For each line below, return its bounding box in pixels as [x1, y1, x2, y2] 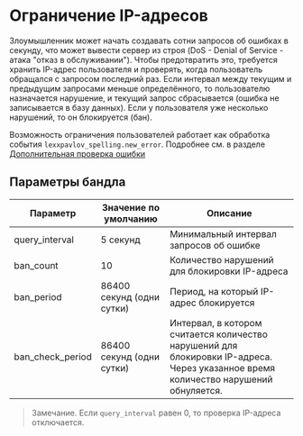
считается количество [170, 328, 268, 341]
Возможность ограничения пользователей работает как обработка [9, 129, 271, 140]
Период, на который [170, 285, 259, 297]
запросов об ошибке [170, 239, 261, 251]
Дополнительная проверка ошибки [9, 148, 146, 159]
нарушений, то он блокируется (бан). [9, 112, 153, 123]
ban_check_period [14, 350, 92, 363]
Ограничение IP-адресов [9, 5, 209, 26]
